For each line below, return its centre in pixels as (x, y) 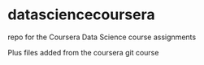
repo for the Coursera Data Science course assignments (102, 37)
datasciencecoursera (81, 15)
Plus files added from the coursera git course (83, 52)
